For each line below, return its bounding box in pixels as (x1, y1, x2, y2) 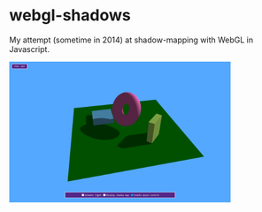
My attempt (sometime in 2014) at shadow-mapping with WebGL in (9, 34, 254, 45)
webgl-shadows (9, 5, 131, 26)
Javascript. (9, 43, 50, 54)
